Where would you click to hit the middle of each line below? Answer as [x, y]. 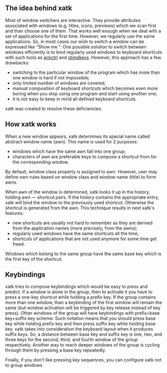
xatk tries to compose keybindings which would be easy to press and [76, 287]
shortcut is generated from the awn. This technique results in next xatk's [80, 208]
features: [14, 213]
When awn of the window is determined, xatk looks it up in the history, [77, 192]
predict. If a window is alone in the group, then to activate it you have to [79, 292]
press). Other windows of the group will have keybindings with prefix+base [82, 313]
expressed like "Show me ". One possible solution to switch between [76, 46]
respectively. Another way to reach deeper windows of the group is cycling [82, 345]
